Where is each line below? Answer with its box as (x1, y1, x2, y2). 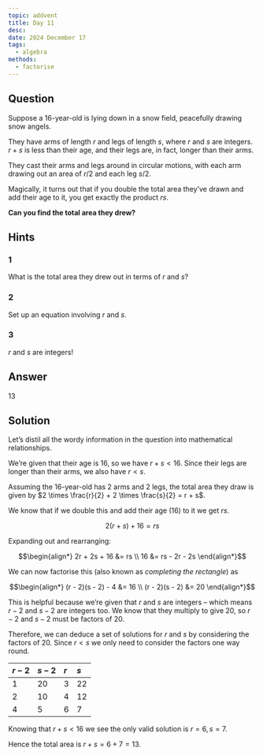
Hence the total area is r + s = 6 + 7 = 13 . (8, 739, 142, 749)
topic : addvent (8, 11, 58, 20)
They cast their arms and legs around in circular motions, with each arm (8, 160, 242, 170)
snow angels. (8, 121, 51, 131)
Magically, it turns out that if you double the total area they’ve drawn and (8, 184, 244, 193)
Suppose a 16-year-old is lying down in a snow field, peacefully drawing (8, 113, 243, 122)
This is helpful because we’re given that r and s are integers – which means (8, 597, 253, 607)
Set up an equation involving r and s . (8, 309, 128, 320)
